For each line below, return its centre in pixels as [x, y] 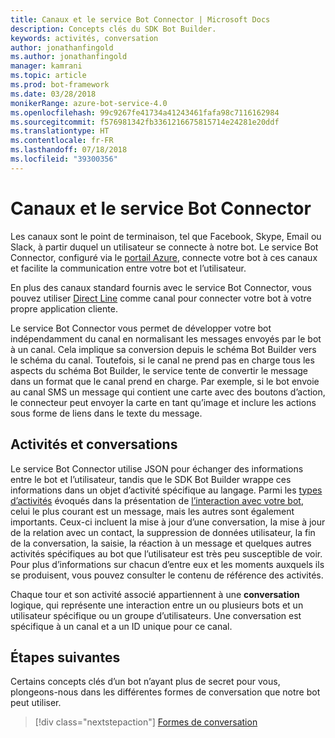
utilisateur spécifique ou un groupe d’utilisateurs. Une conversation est [156, 615]
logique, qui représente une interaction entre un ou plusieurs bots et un [157, 605]
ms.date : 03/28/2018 [53, 94]
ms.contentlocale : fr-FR [62, 141]
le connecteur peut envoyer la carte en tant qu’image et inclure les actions [163, 402]
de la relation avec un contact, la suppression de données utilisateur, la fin [163, 532]
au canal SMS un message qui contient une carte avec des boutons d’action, [168, 392]
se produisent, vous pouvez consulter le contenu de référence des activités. [167, 575]
